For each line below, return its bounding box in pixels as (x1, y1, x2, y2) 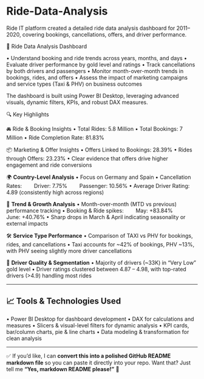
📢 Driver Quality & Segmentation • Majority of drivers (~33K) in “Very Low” (6, 259, 196, 266)
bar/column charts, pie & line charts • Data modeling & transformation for (6, 328, 189, 335)
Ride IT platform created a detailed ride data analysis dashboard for (6, 24, 175, 32)
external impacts (6, 220, 49, 227)
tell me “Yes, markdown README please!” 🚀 (6, 365, 120, 372)
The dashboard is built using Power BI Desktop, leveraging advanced (6, 92, 179, 99)
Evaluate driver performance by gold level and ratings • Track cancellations (6, 61, 195, 68)
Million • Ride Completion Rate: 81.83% (6, 134, 104, 141)
